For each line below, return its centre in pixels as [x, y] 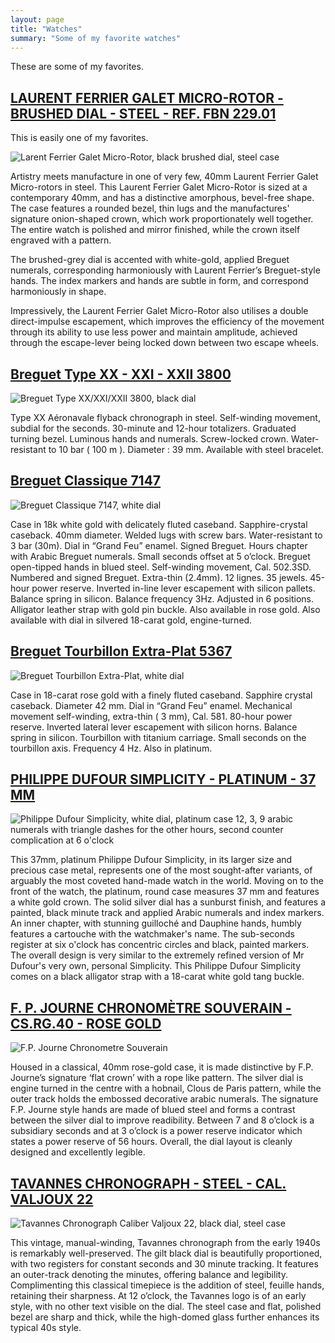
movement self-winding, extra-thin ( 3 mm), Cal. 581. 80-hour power [151, 716]
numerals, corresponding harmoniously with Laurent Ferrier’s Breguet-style [165, 270]
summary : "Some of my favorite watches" [96, 38]
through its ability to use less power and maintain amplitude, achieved [154, 332]
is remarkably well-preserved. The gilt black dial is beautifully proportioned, [166, 1253]
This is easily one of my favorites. [79, 138]
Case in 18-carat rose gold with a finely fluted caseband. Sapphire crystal [161, 695]
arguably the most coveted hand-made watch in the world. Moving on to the [167, 881]
